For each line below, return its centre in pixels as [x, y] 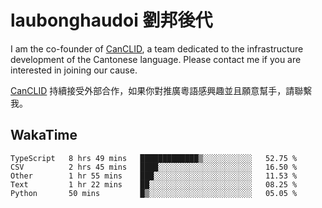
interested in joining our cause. [74, 70]
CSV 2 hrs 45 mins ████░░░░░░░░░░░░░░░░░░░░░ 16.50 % [154, 167]
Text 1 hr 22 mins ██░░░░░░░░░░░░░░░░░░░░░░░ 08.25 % [154, 184]
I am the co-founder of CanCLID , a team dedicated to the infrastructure [157, 48]
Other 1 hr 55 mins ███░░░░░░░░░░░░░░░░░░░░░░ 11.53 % [154, 176]
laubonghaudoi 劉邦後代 [111, 20]
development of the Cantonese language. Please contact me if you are [156, 59]
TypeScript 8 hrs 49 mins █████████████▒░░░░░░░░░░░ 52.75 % [154, 158]
